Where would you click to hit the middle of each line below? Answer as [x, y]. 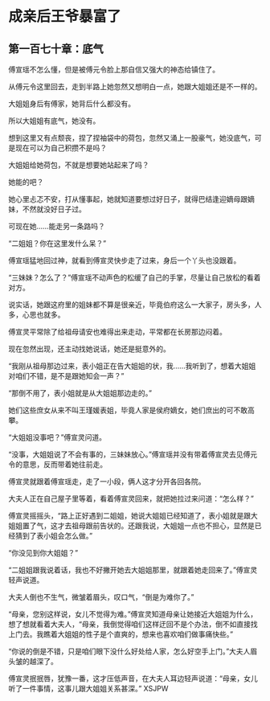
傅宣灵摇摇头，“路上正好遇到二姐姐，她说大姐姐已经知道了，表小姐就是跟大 [133, 516]
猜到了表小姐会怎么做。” [54, 536]
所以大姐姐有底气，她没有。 [54, 121]
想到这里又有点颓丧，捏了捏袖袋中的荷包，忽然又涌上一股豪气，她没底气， [131, 138]
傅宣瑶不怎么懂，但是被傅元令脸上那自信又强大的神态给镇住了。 [114, 70]
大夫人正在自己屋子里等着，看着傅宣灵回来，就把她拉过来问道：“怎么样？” [131, 498]
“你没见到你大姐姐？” [43, 553]
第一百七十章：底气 [56, 49]
